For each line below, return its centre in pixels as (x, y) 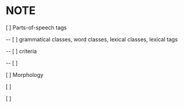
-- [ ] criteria (21, 51)
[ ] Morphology (25, 74)
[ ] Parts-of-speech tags (36, 27)
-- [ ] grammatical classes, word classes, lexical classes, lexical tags (92, 39)
